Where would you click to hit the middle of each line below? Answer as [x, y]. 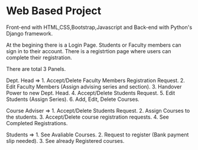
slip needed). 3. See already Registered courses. [65, 141]
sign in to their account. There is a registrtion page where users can [89, 51]
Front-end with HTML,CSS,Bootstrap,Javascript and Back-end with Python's [99, 27]
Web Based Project [54, 11]
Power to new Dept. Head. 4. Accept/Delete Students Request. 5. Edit [91, 93]
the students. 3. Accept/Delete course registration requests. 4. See [88, 117]
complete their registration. [39, 57]
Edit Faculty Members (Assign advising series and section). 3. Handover [94, 86]
